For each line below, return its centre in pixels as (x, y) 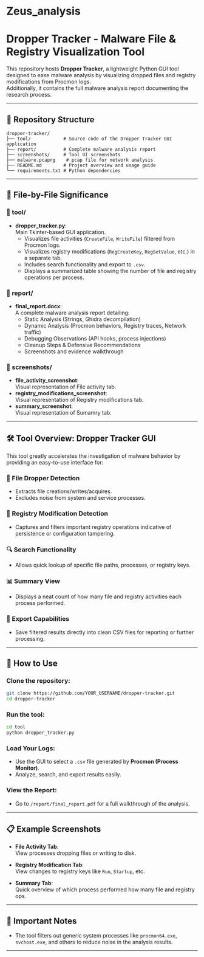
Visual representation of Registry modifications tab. (79, 400)
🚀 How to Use (32, 663)
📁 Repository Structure (50, 119)
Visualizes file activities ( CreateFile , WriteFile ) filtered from (100, 238)
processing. (30, 638)
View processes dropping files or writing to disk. (76, 853)
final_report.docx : (38, 306)
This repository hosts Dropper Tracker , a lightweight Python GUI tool (93, 69)
